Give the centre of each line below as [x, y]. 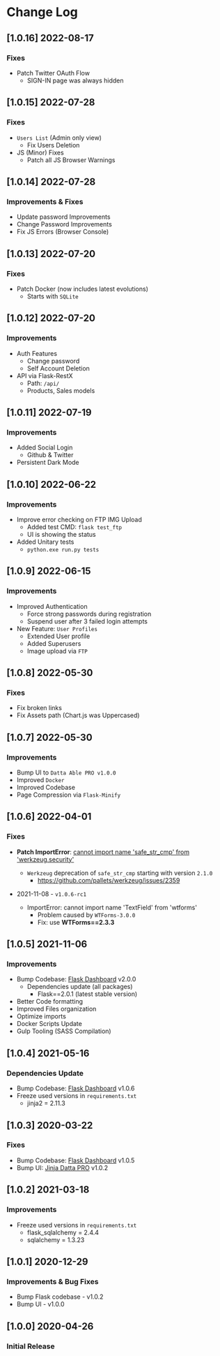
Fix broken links [39, 708]
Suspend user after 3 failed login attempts [87, 621]
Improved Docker [40, 780]
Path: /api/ [43, 383]
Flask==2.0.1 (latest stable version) [87, 994]
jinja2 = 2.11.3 [46, 1103]
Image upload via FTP [57, 651]
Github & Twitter [50, 455]
